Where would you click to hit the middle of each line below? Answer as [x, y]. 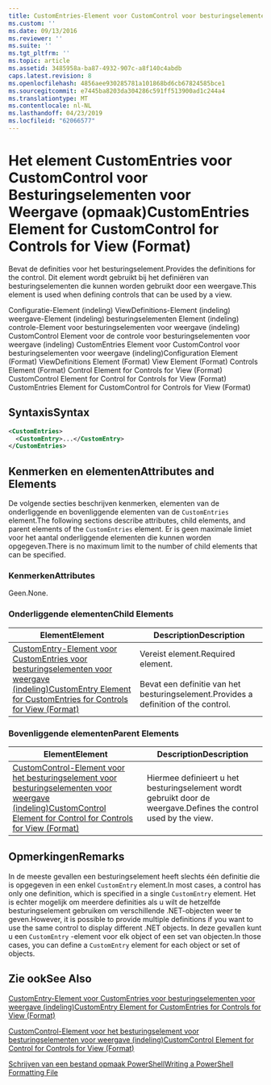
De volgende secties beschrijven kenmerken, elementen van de [114, 503]
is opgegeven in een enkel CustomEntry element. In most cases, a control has [135, 885]
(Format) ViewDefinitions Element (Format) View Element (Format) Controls [133, 361]
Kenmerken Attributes [52, 575]
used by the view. [180, 818]
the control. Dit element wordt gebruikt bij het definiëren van [109, 277]
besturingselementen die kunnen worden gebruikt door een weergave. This [132, 286]
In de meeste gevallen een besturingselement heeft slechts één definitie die [134, 876]
